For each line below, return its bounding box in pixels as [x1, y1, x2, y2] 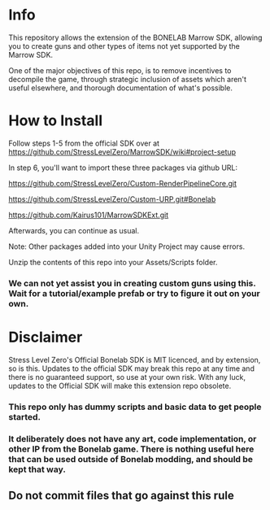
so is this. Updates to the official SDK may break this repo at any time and [8, 364, 255, 373]
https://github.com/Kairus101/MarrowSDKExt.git [8, 210, 169, 220]
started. [8, 411, 41, 422]
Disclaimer [8, 328, 83, 347]
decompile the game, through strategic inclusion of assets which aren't [8, 74, 246, 84]
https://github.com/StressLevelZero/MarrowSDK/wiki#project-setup [8, 146, 237, 156]
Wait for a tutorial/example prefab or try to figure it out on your [8, 287, 260, 299]
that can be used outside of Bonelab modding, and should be [8, 453, 254, 464]
